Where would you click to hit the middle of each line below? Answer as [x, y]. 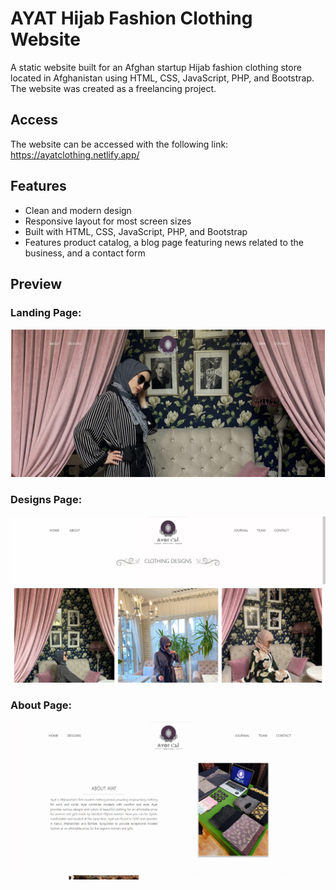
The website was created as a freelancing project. [113, 88]
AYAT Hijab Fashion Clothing [131, 18]
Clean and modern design [78, 210]
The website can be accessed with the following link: [119, 144]
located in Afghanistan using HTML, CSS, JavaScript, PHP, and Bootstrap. [162, 78]
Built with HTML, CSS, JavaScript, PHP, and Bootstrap [136, 231]
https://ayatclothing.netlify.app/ [75, 154]
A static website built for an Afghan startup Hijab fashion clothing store [156, 67]
